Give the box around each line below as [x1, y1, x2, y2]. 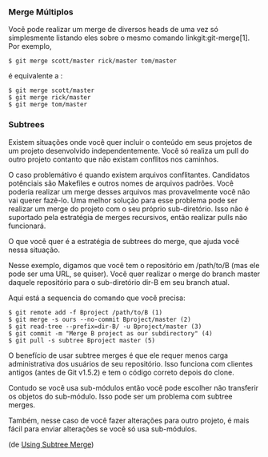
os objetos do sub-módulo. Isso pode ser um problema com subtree [8, 391, 233, 401]
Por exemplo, [8, 42, 52, 51]
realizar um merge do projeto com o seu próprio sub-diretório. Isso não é [8, 203, 250, 214]
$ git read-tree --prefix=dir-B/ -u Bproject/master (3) [8, 323, 202, 331]
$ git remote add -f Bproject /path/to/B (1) [8, 308, 162, 316]
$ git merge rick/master [8, 94, 91, 102]
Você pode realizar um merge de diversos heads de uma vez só [8, 25, 218, 34]
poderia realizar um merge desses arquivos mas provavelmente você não [8, 186, 250, 196]
